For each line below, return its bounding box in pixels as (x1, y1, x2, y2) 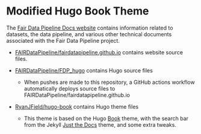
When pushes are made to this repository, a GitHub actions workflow (23, 78, 195, 86)
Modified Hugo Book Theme (6, 4, 149, 18)
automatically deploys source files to (23, 85, 116, 92)
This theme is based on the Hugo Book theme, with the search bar (23, 115, 188, 122)
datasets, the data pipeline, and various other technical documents (6, 30, 172, 37)
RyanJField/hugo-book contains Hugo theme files (14, 103, 139, 110)
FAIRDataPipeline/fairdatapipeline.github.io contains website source (14, 48, 184, 56)
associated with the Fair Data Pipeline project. (6, 37, 120, 44)
